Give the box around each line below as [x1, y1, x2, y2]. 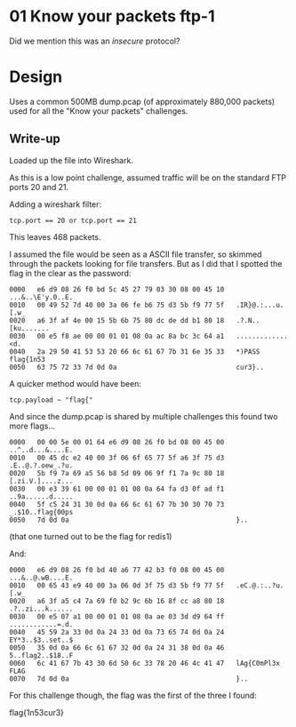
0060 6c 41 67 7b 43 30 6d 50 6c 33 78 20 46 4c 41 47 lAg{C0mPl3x [9, 659, 280, 667]
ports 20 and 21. [9, 181, 69, 192]
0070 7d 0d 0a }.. [9, 674, 249, 683]
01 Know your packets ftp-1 [9, 6, 215, 27]
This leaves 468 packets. [9, 231, 101, 242]
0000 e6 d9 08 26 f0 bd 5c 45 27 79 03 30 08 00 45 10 [9, 284, 225, 294]
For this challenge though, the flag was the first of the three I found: [9, 690, 258, 700]
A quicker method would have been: [9, 378, 142, 388]
